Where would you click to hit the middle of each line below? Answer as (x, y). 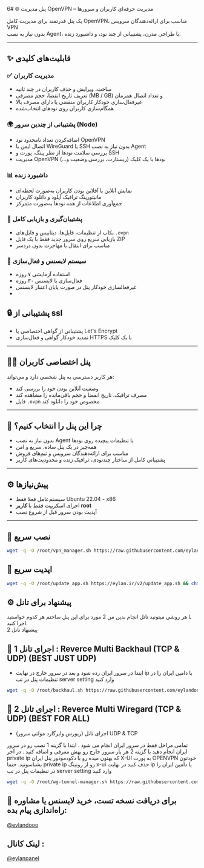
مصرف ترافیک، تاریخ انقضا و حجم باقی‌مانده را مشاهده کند (81, 395)
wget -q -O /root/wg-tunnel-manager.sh (57, 782)
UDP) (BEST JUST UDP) (52, 658)
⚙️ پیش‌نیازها (28, 484)
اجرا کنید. (17, 623)
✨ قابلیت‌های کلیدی (39, 58)
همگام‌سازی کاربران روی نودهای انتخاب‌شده (65, 108)
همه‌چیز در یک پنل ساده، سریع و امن (56, 447)
